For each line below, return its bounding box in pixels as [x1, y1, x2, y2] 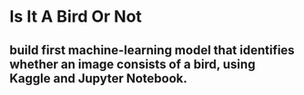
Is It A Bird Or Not [9, 6, 143, 27]
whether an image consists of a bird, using [9, 56, 256, 71]
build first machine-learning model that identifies [9, 43, 295, 58]
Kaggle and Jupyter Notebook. [9, 71, 188, 86]
